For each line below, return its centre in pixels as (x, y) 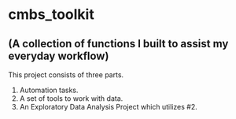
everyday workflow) (59, 56)
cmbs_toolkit (51, 15)
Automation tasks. (49, 90)
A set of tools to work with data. (71, 99)
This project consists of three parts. (66, 75)
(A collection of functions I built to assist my (118, 44)
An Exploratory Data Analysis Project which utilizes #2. (109, 107)
